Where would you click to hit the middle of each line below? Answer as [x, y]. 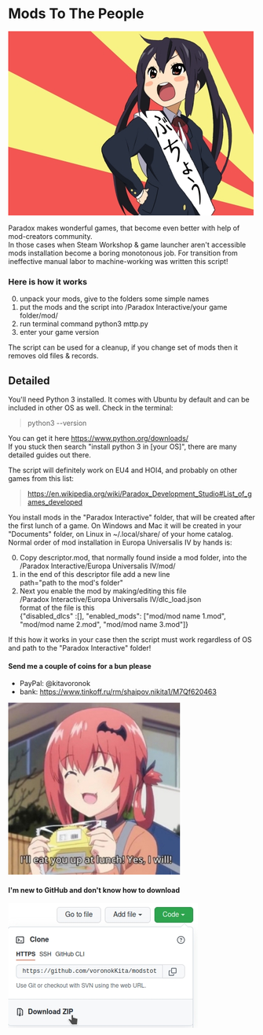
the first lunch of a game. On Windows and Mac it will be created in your [125, 526]
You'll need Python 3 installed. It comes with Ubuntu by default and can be [129, 400]
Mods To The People [76, 14]
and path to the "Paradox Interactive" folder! [80, 648]
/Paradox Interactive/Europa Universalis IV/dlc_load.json [110, 600]
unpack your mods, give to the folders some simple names [114, 299]
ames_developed [55, 502]
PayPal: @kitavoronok [55, 684]
